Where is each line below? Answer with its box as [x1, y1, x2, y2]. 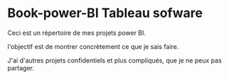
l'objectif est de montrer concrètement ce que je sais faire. [7, 42, 179, 51]
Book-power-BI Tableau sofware [7, 5, 203, 21]
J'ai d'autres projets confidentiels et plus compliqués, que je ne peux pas [7, 56, 222, 65]
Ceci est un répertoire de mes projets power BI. [7, 28, 147, 37]
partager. [7, 63, 34, 72]
